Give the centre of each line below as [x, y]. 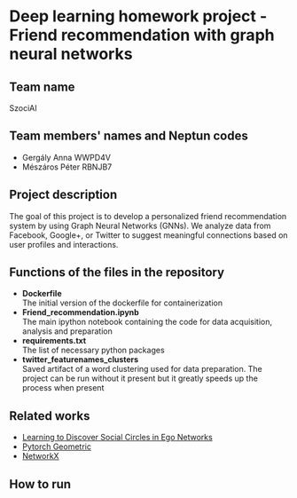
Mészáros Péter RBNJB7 [67, 167]
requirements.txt [54, 341]
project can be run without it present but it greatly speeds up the [140, 378]
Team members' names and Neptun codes [129, 136]
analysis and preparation [67, 331]
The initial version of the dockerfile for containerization [122, 303]
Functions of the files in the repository [117, 273]
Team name [42, 87]
